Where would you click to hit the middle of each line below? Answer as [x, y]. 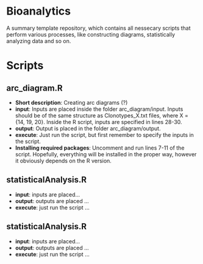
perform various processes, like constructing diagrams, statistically [91, 34]
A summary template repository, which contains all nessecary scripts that [98, 28]
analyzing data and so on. [39, 41]
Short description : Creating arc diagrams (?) [71, 102]
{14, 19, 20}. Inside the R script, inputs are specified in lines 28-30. [98, 122]
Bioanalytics [39, 11]
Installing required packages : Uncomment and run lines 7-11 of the [100, 148]
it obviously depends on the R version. [63, 161]
